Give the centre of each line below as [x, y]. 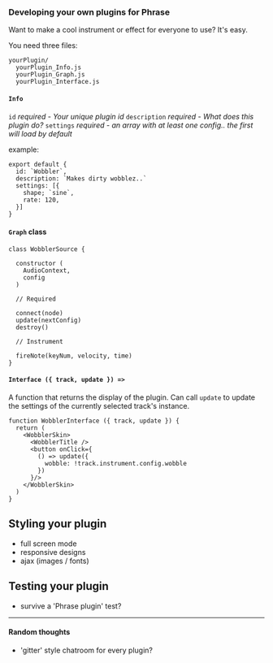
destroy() [32, 327]
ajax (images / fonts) [54, 561]
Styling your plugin [58, 524]
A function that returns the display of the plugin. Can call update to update [132, 397]
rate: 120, [41, 200]
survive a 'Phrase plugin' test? [71, 606]
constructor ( [39, 263]
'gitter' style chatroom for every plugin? [86, 650]
